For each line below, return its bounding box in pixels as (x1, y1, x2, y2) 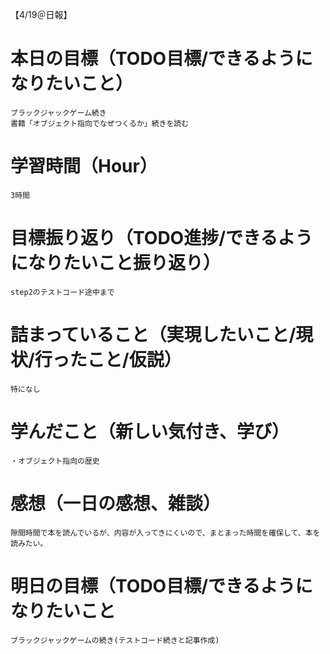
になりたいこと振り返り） (10, 252, 222, 275)
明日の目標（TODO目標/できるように (10, 574, 313, 597)
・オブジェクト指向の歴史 (10, 456, 100, 466)
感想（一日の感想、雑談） (10, 492, 222, 515)
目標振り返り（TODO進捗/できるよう (10, 227, 313, 250)
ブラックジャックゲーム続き (10, 108, 107, 118)
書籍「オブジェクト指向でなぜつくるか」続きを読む (10, 118, 190, 128)
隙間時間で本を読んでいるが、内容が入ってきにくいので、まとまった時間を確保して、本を (10, 528, 321, 538)
